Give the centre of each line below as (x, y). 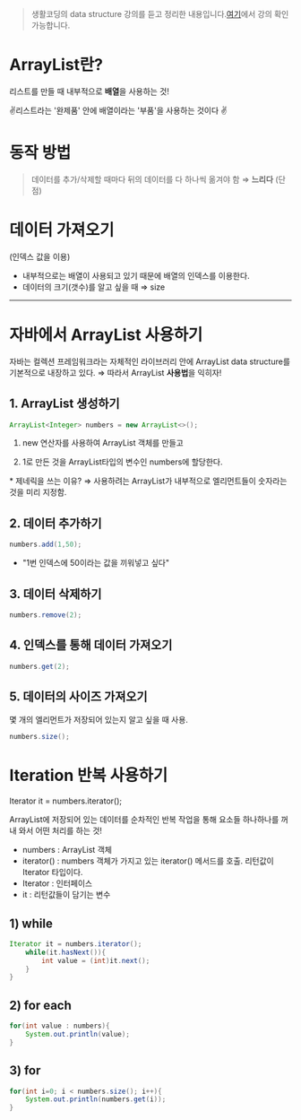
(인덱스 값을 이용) (40, 256)
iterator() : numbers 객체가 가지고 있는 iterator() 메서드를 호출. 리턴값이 (148, 861)
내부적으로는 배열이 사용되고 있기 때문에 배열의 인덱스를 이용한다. (136, 275)
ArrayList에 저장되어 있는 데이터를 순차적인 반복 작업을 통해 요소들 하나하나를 (144, 820)
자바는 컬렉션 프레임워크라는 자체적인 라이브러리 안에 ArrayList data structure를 (150, 361)
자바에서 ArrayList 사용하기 (106, 334)
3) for (25, 1071)
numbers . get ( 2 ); (39, 666)
